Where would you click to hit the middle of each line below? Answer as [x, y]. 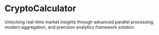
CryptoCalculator [40, 9]
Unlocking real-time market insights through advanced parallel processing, [79, 22]
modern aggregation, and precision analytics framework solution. [70, 27]
